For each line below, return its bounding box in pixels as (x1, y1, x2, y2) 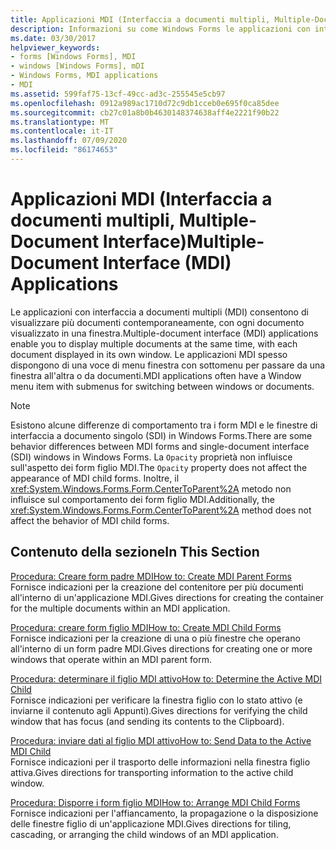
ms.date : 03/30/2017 (10, 33, 97, 43)
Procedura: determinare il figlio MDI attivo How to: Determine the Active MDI (10, 672, 323, 685)
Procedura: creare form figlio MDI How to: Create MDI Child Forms (10, 621, 282, 633)
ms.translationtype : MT (10, 117, 110, 127)
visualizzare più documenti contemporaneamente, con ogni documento (10, 316, 305, 328)
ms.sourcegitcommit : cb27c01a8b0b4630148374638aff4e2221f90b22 (10, 107, 280, 118)
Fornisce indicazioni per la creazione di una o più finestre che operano (10, 632, 301, 644)
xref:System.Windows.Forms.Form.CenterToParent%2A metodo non (10, 482, 292, 495)
